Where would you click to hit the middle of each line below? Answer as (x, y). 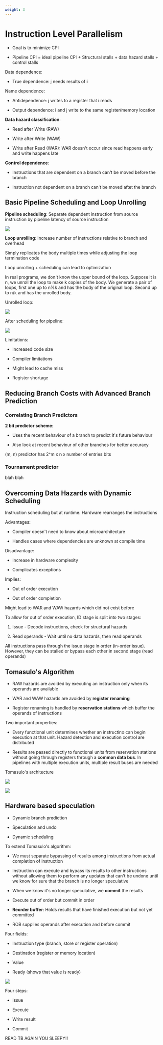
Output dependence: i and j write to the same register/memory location (84, 110)
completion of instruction (37, 861)
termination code (22, 258)
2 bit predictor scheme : (29, 426)
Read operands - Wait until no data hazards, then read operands (77, 636)
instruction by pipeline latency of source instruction (57, 220)
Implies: (13, 579)
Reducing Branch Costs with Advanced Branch (78, 393)
